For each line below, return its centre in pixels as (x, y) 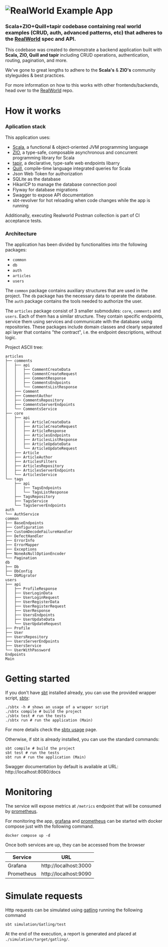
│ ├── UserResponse (28, 611)
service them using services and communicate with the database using (79, 322)
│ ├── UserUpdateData (30, 620)
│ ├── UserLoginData (29, 593)
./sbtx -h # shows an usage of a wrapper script (57, 707)
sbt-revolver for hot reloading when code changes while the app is (81, 200)
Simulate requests (44, 896)
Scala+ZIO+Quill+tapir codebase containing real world (73, 27)
